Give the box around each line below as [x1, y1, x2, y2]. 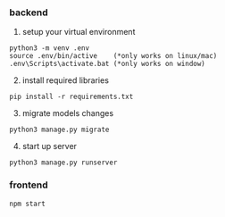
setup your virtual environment [21, 27, 136, 38]
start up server [21, 141, 78, 152]
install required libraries [21, 75, 110, 86]
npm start [9, 199, 46, 208]
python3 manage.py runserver [9, 158, 118, 167]
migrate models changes [21, 108, 114, 119]
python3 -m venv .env [9, 44, 90, 53]
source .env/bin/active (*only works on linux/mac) [9, 52, 218, 61]
